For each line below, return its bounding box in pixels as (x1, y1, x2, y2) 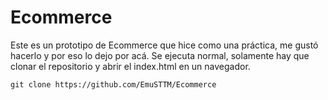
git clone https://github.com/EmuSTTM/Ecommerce (10, 79, 217, 90)
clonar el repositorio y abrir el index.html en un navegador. (10, 60, 251, 72)
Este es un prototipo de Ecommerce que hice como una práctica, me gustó (10, 39, 319, 51)
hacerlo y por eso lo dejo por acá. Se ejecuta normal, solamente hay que (10, 49, 310, 61)
